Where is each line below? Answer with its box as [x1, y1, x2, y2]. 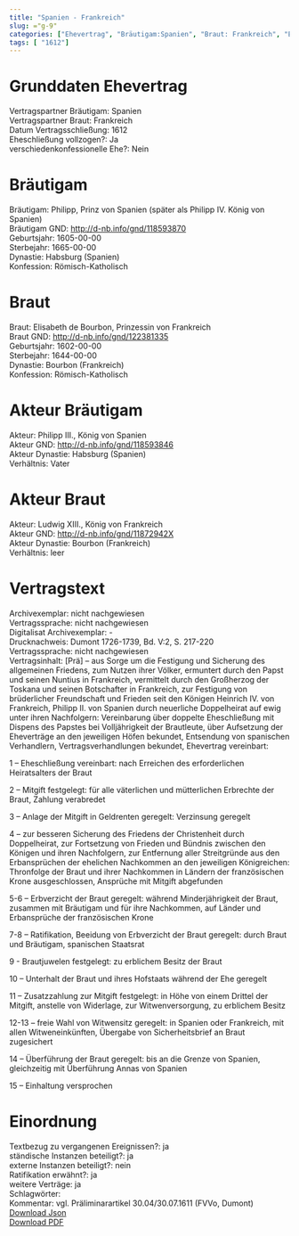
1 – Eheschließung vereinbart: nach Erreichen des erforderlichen [9, 757, 245, 768]
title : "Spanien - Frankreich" [9, 12, 125, 22]
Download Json [9, 1207, 67, 1217]
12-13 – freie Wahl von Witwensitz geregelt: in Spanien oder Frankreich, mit [9, 1017, 285, 1027]
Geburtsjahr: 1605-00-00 [9, 233, 102, 243]
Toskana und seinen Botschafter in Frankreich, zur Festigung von [9, 683, 247, 694]
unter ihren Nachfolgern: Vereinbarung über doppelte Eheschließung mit [9, 712, 275, 723]
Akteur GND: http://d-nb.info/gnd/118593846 [9, 439, 174, 450]
